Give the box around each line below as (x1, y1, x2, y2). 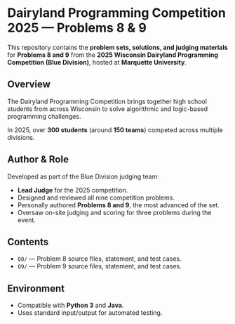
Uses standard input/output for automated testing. (17, 309, 163, 317)
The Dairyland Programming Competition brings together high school (7, 97, 207, 105)
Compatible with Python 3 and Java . (17, 301, 124, 310)
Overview (7, 79, 51, 91)
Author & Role (7, 153, 69, 166)
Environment (7, 283, 65, 294)
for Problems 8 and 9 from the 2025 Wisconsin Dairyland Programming (7, 51, 219, 59)
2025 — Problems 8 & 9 (7, 20, 147, 36)
